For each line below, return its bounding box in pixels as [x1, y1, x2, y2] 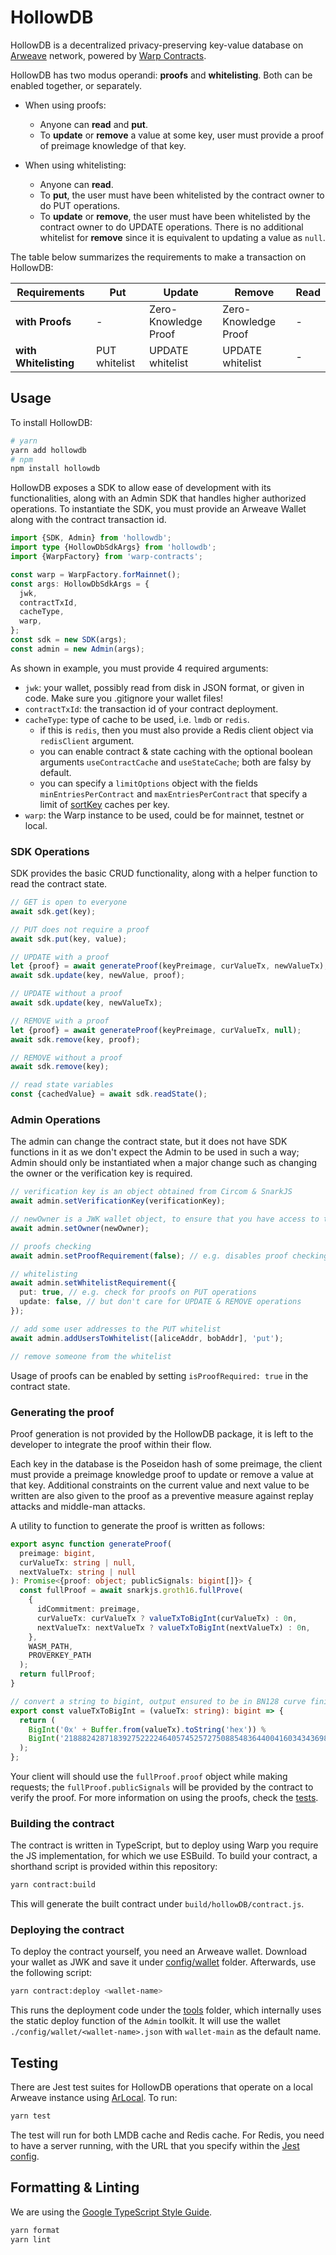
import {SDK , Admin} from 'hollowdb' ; [10, 533, 172, 543]
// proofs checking [10, 1241, 92, 1251]
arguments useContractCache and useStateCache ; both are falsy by [39, 756, 312, 768]
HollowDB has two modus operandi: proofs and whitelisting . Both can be [10, 69, 313, 81]
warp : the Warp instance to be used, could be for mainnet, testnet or [24, 809, 305, 821]
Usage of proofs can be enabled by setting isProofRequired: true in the [10, 1369, 309, 1381]
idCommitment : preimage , [36, 1604, 141, 1615]
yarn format [10, 2225, 60, 2235]
